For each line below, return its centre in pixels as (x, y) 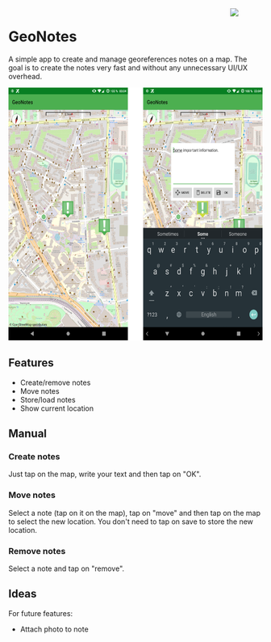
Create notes (34, 457)
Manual (27, 434)
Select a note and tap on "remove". (67, 568)
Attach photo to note (54, 629)
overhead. (25, 76)
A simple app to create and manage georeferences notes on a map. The (128, 59)
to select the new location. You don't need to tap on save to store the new (131, 522)
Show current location (57, 408)
